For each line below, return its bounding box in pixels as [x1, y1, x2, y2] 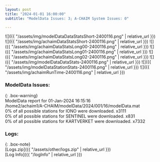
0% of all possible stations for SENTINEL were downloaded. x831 [5, 113, 135, 119]
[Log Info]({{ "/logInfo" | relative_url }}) [5, 151, 82, 157]
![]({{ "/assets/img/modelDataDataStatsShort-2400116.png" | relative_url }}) [5, 33, 156, 39]
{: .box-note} [5, 141, 31, 147]
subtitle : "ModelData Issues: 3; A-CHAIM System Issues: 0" [5, 16, 129, 21]
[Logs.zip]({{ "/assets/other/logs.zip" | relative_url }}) [5, 146, 111, 152]
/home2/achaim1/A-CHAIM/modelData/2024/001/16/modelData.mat [5, 103, 140, 109]
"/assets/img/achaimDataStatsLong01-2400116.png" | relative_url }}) [11, 49, 148, 55]
